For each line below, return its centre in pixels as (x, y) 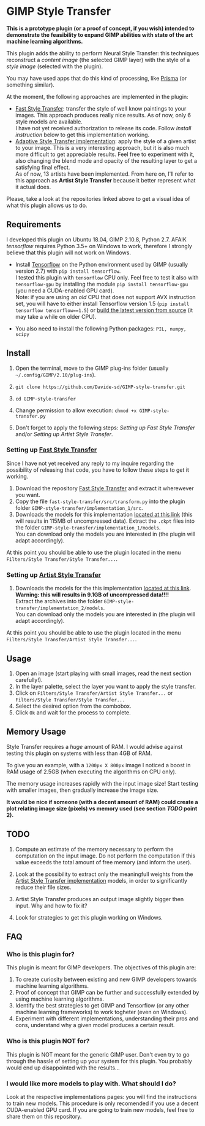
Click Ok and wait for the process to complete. (73, 712)
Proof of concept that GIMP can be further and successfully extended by (107, 993)
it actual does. (33, 187)
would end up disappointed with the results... (63, 1068)
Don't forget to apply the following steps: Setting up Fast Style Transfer (105, 428)
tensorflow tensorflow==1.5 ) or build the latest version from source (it (104, 310)
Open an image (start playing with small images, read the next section (103, 673)
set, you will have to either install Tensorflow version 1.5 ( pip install (102, 303)
